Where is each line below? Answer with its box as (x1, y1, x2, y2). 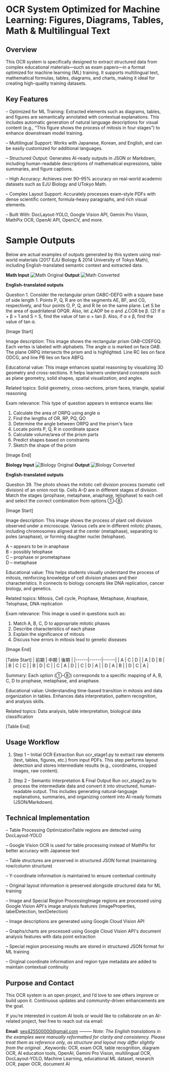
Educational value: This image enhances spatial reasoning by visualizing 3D (6, 364, 164, 370)
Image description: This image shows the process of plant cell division (6, 517, 153, 523)
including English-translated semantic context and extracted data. (6, 262, 143, 268)
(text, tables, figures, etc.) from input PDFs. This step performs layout (13, 757, 158, 763)
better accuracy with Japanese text (6, 848, 80, 854)
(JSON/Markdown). (13, 799, 54, 805)
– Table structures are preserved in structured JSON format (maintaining (6, 857, 157, 864)
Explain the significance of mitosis (13, 631, 85, 637)
